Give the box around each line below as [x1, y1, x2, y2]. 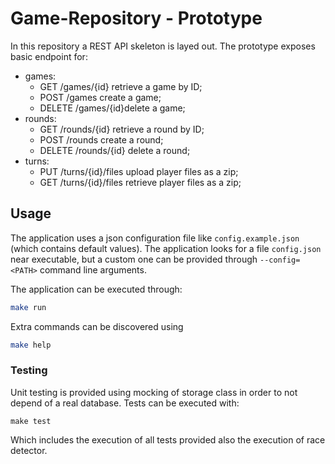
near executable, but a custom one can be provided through [10, 253, 258, 265]
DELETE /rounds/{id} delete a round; [39, 144, 191, 156]
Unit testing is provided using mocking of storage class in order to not [10, 386, 298, 398]
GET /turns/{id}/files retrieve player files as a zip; [39, 176, 242, 188]
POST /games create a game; [39, 91, 162, 103]
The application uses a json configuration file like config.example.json [10, 232, 300, 244]
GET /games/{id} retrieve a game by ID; [39, 80, 203, 92]
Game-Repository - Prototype [10, 7, 263, 30]
